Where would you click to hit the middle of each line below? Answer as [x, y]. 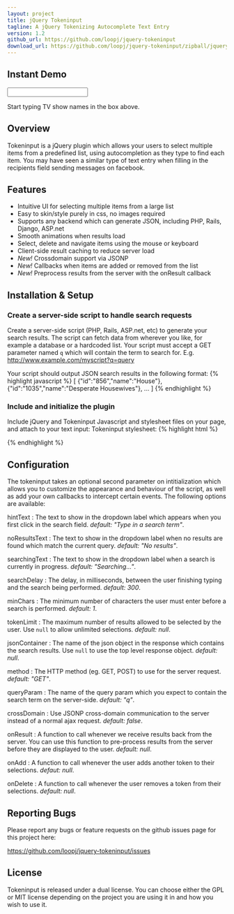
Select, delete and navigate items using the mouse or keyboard [108, 244]
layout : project [31, 14]
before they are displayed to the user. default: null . [79, 749]
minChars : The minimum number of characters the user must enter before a [117, 601]
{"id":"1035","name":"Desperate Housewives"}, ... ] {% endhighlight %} [109, 389]
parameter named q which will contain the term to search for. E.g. [101, 353]
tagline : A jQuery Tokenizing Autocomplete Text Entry [88, 27]
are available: [26, 504]
